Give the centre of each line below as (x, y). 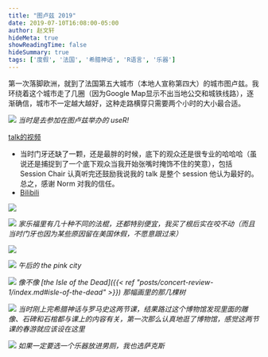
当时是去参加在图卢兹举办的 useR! (74, 120)
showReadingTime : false (48, 45)
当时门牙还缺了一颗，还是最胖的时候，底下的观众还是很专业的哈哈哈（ (135, 154)
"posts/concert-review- (175, 282)
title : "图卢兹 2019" (42, 15)
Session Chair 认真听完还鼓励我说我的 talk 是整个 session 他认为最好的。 (139, 173)
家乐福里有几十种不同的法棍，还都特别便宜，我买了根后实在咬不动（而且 (136, 224)
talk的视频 (25, 136)
